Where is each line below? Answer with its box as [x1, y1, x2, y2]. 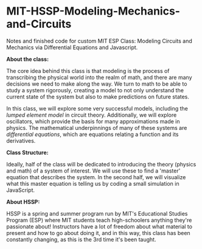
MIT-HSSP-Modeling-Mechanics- [6, 4, 181, 18]
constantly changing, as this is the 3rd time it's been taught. [6, 236, 156, 243]
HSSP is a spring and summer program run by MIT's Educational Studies [6, 210, 188, 217]
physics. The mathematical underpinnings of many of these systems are [6, 124, 187, 131]
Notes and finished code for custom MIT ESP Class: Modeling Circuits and [6, 37, 193, 44]
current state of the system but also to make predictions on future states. [6, 93, 190, 100]
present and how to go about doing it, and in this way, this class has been [6, 229, 190, 236]
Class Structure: [6, 149, 49, 156]
